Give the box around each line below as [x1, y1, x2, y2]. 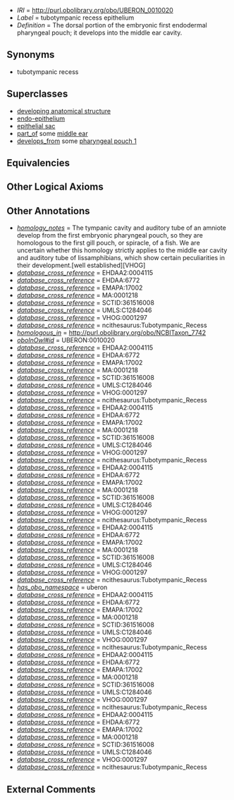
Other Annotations [6, 204, 90, 217]
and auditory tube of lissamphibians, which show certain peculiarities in [16, 254, 225, 262]
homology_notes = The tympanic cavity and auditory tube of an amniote [16, 223, 226, 232]
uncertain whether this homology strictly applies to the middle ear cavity [16, 246, 228, 254]
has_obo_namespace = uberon [16, 583, 108, 591]
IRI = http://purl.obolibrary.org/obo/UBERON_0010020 [16, 6, 173, 14]
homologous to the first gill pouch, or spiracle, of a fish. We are [16, 239, 200, 247]
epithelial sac [16, 121, 56, 130]
